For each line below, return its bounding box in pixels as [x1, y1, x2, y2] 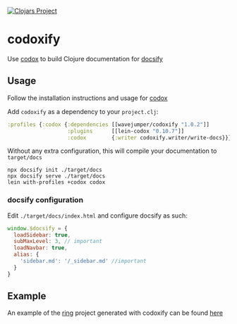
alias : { [13, 251, 39, 258]
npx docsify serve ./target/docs [7, 173, 106, 180]
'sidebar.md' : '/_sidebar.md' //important [20, 258, 147, 265]
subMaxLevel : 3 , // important [13, 238, 102, 245]
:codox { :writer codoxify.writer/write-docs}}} [67, 134, 232, 141]
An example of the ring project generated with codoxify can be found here [7, 309, 224, 317]
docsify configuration [7, 195, 83, 205]
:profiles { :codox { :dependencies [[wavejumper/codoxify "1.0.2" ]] [7, 120, 210, 128]
